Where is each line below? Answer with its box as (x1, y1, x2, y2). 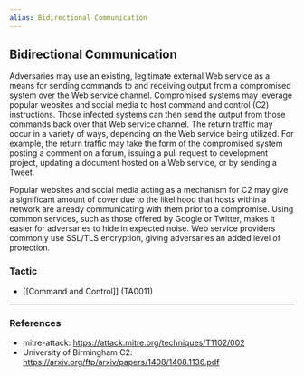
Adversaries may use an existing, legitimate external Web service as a (9, 71, 271, 82)
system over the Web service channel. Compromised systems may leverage (9, 90, 292, 101)
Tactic (9, 265, 38, 277)
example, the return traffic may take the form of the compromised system (9, 138, 283, 149)
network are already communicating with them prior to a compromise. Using (9, 204, 294, 215)
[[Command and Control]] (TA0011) (22, 285, 154, 296)
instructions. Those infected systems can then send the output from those (9, 110, 286, 121)
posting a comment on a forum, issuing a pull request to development (9, 148, 269, 159)
